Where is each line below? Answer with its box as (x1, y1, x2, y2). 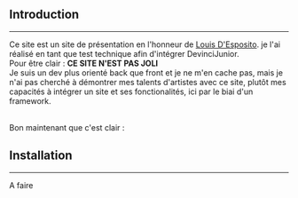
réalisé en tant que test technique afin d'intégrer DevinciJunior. (9, 48, 239, 59)
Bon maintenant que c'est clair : (9, 122, 125, 132)
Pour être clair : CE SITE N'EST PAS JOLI (9, 58, 158, 68)
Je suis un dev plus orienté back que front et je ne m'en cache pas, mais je (9, 67, 284, 78)
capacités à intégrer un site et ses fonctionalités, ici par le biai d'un (9, 86, 254, 97)
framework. (9, 95, 51, 106)
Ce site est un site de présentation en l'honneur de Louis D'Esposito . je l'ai (9, 39, 281, 50)
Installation (9, 148, 73, 163)
